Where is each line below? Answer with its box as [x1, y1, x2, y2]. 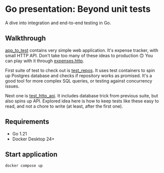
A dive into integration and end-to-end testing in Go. [5, 20, 111, 26]
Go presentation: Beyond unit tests [5, 3, 151, 15]
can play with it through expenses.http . [5, 58, 85, 64]
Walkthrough [5, 34, 46, 43]
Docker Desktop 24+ [12, 136, 55, 142]
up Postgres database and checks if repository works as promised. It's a [5, 73, 152, 79]
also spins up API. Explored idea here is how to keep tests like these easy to [5, 98, 159, 104]
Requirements [5, 118, 49, 126]
